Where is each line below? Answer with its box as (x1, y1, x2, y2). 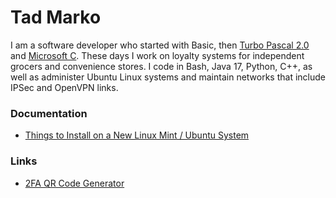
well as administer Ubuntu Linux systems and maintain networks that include (10, 71, 326, 83)
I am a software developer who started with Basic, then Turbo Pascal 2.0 (10, 39, 310, 51)
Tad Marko (10, 6, 102, 29)
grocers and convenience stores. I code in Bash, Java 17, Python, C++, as (10, 60, 313, 72)
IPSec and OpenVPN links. (10, 81, 119, 93)
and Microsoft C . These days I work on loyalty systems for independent (10, 49, 305, 61)
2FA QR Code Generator (24, 177, 125, 189)
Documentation (10, 106, 88, 120)
